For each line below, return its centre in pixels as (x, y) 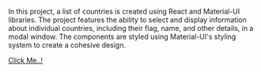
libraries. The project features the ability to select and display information (127, 20)
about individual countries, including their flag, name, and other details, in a (131, 28)
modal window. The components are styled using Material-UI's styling (122, 36)
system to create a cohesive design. (67, 45)
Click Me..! (26, 60)
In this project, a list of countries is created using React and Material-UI (124, 11)
